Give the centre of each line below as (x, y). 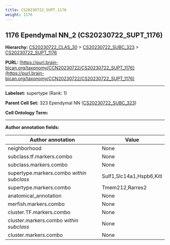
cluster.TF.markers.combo (39, 212)
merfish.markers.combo (36, 204)
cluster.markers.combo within (43, 221)
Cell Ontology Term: (27, 113)
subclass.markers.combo (38, 165)
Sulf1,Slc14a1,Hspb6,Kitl (132, 176)
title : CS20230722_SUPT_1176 (36, 10)
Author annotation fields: (32, 128)
